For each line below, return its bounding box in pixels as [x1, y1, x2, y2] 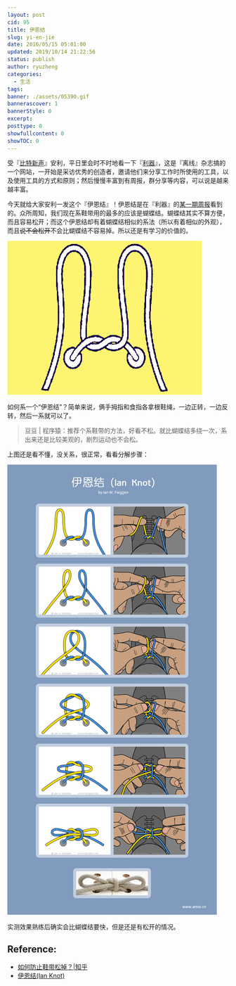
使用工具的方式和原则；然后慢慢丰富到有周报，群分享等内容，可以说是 [13, 176, 216, 184]
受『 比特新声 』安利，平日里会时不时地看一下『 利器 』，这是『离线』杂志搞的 [7, 158, 226, 167]
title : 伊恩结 [7, 26, 46, 33]
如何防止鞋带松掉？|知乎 [17, 963, 88, 971]
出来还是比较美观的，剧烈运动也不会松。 [24, 435, 142, 443]
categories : [7, 70, 42, 77]
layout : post [7, 11, 46, 18]
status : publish [7, 56, 55, 63]
